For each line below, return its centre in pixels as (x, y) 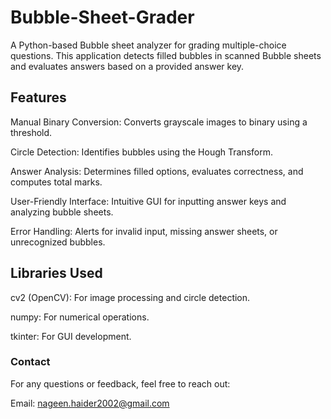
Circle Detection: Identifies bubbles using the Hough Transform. (141, 152)
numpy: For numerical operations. (80, 317)
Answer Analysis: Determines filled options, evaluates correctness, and (157, 171)
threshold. (31, 132)
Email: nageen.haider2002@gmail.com (90, 403)
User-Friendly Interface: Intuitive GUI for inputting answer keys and (148, 201)
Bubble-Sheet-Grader (102, 17)
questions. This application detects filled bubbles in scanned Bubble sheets (166, 55)
